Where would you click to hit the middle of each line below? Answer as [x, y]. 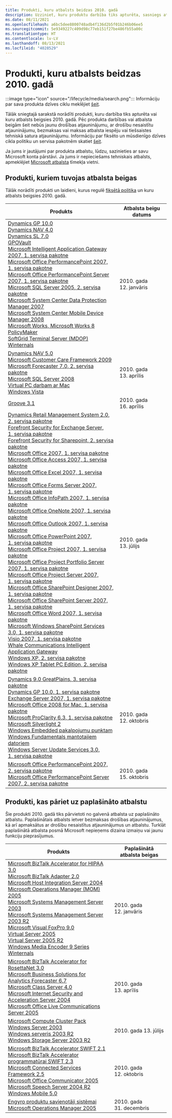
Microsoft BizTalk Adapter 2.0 [44, 876]
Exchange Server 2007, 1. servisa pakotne [59, 699]
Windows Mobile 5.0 [33, 1093]
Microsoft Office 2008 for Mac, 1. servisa [58, 705]
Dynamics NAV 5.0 [31, 353]
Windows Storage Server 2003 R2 [49, 1040]
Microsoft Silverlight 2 [35, 724]
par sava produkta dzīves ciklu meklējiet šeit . [53, 104]
